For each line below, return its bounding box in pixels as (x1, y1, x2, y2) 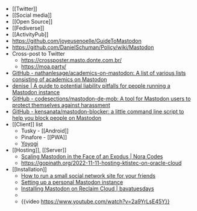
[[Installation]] (11, 166, 47, 173)
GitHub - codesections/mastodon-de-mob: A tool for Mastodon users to (11, 95, 191, 102)
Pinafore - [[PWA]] (20, 134, 67, 141)
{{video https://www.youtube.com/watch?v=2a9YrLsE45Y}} (20, 198, 170, 205)
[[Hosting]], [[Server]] (11, 146, 67, 154)
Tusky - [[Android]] (20, 127, 69, 134)
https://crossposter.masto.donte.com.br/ (20, 57, 122, 63)
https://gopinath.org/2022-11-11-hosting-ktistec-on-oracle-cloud (20, 160, 182, 166)
